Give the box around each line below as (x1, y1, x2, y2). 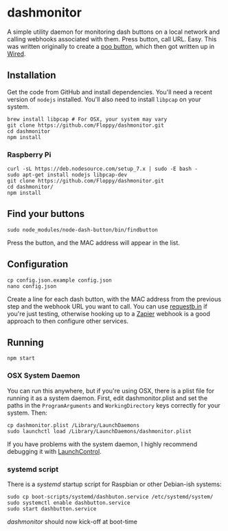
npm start (7, 355, 36, 362)
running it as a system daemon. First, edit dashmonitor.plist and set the (7, 394, 208, 402)
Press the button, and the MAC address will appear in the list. (7, 238, 181, 247)
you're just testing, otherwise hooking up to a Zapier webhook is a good (7, 309, 211, 317)
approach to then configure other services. (7, 317, 129, 325)
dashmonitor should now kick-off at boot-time (7, 518, 137, 526)
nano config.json (7, 282, 57, 290)
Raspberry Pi (7, 149, 52, 159)
